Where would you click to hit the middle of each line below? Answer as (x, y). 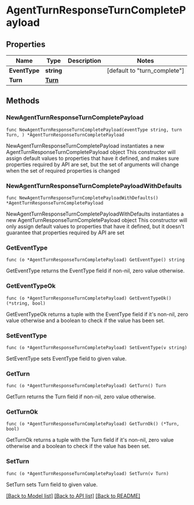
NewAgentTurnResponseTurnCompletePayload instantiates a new (85, 146)
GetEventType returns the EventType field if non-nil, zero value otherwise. (96, 271)
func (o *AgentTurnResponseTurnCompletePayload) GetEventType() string (95, 260)
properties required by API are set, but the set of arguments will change (93, 164)
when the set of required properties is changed (63, 170)
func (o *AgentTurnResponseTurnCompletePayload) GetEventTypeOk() (89, 298)
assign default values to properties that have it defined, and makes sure (93, 158)
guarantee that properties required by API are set (65, 233)
